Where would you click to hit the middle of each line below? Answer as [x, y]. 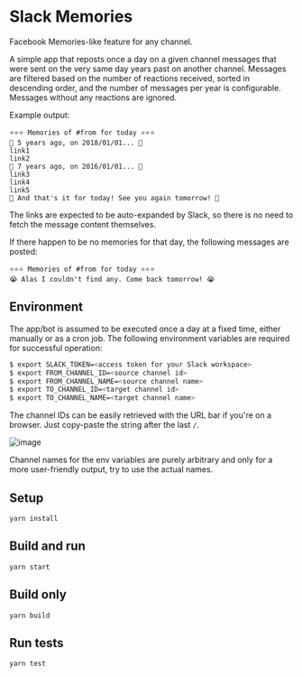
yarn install [34, 518]
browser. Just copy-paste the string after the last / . [105, 425]
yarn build [30, 616]
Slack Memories [71, 17]
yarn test [28, 664]
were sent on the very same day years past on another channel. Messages [148, 69]
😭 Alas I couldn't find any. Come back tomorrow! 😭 [112, 279]
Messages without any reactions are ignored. [93, 97]
